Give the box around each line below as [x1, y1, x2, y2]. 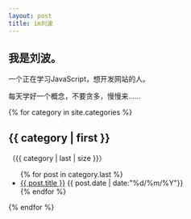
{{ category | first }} [8, 131, 110, 145]
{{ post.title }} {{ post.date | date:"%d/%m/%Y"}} [19, 179, 184, 188]
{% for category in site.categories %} [8, 107, 133, 117]
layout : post [8, 11, 52, 20]
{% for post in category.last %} [19, 170, 123, 179]
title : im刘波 [8, 19, 54, 27]
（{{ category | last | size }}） [8, 154, 106, 163]
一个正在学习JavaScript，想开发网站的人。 [8, 74, 151, 84]
